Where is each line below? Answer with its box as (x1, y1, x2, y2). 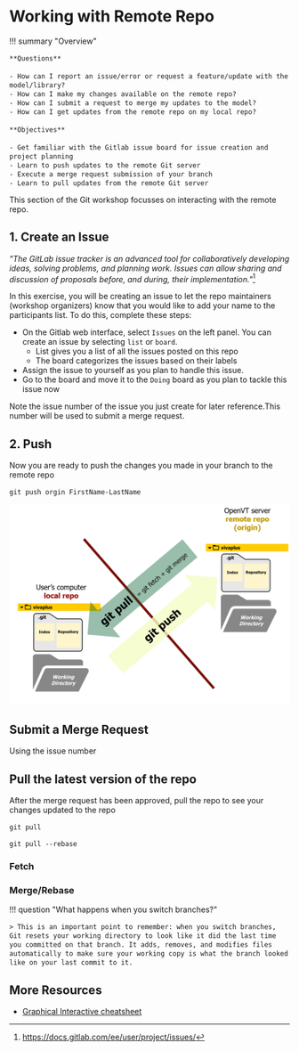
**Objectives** (9, 125, 66, 134)
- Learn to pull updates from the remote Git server (9, 178, 209, 188)
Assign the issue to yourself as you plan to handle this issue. (21, 365, 245, 376)
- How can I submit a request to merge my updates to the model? (9, 98, 256, 108)
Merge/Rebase (9, 884, 75, 896)
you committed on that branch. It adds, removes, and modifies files (9, 941, 273, 949)
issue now (21, 384, 61, 395)
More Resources (9, 982, 102, 998)
